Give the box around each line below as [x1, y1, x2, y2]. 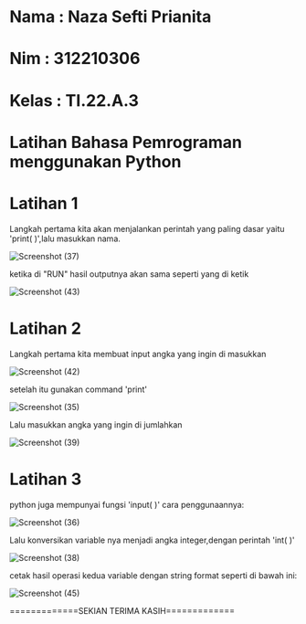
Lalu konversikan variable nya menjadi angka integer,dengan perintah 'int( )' [9, 534, 295, 545]
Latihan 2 [9, 318, 82, 339]
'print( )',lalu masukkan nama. [9, 233, 121, 244]
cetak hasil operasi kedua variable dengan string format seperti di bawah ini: [9, 569, 298, 581]
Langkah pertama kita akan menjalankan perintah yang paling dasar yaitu [9, 223, 285, 234]
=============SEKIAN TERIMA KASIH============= [9, 605, 236, 616]
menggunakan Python [9, 151, 182, 172]
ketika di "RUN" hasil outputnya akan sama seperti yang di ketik [9, 268, 249, 280]
